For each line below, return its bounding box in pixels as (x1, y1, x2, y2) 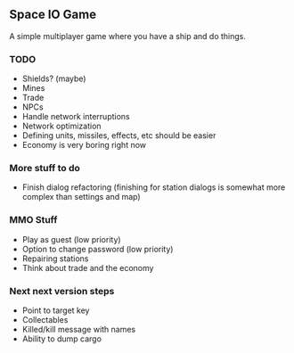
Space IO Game (9, 7, 96, 22)
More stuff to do (9, 162, 80, 175)
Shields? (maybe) (21, 73, 86, 84)
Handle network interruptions (21, 111, 131, 122)
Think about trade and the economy (21, 262, 154, 273)
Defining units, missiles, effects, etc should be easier (21, 130, 216, 141)
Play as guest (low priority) (21, 234, 122, 244)
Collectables (21, 315, 69, 324)
